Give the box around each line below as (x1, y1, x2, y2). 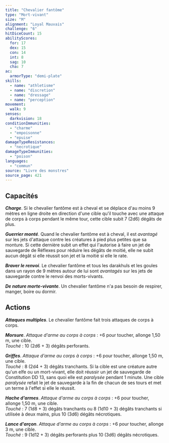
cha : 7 (10, 64, 24, 69)
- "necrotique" (10, 144, 42, 150)
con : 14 (10, 50, 26, 55)
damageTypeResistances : (5, 140, 56, 145)
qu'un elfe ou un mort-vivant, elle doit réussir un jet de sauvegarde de (5, 369, 151, 375)
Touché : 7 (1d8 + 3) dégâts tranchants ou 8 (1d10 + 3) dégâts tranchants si (5, 405, 162, 412)
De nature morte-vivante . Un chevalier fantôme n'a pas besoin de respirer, (5, 283, 163, 290)
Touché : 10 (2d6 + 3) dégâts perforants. (5, 342, 90, 349)
